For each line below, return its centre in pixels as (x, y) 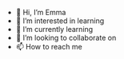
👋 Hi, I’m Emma (41, 12)
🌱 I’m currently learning (54, 29)
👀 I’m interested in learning (60, 21)
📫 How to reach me (49, 47)
